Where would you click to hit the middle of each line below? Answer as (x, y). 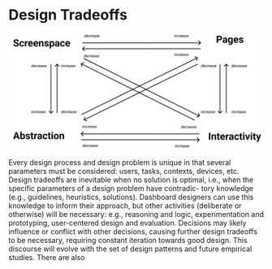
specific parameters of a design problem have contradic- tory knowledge (131, 189)
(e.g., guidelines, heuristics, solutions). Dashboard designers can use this (131, 197)
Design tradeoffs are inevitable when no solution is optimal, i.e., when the (131, 180)
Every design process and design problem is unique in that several (120, 163)
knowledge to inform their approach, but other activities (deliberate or (125, 206)
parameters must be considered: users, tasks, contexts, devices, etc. (124, 171)
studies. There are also (47, 258)
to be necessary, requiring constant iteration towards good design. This (128, 241)
